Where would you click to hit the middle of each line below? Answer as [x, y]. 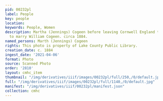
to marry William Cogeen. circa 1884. [49, 37]
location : [15, 23]
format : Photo [19, 59]
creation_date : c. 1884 [29, 50]
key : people [17, 18]
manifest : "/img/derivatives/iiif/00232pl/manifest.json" [65, 86]
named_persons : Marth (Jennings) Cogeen [47, 41]
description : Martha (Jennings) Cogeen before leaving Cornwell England [80, 32]
